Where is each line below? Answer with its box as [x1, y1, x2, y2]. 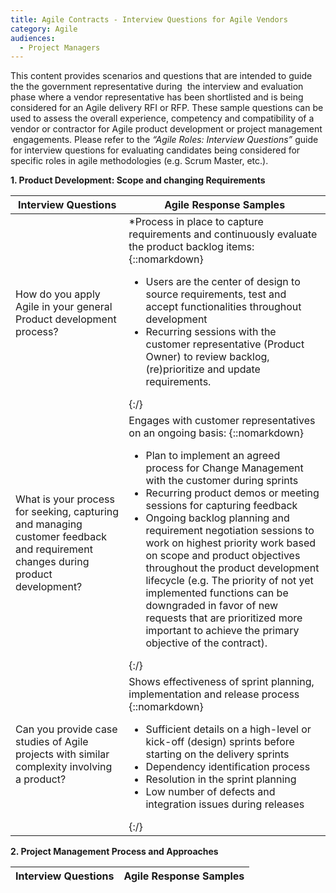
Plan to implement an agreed [145, 449, 281, 463]
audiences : [10, 33, 56, 43]
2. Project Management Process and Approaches [10, 846, 219, 858]
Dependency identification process [145, 760, 311, 774]
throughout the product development [145, 561, 320, 575]
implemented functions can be [145, 586, 289, 600]
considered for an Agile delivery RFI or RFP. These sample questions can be [10, 102, 324, 114]
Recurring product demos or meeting [145, 486, 320, 500]
